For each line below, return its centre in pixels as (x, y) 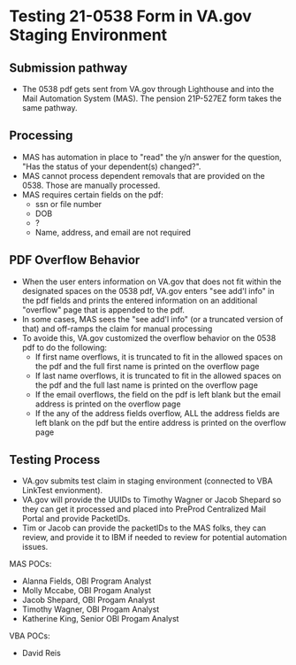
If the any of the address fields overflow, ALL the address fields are (157, 413)
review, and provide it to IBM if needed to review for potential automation (154, 537)
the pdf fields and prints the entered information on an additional (140, 300)
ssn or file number (68, 204)
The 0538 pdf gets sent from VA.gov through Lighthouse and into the (148, 89)
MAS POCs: (30, 564)
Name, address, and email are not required (113, 232)
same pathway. (49, 108)
